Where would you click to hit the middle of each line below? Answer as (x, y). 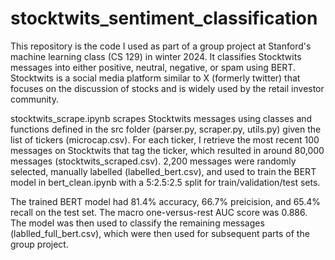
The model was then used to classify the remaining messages (137, 223)
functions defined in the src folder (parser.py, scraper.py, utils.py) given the (166, 129)
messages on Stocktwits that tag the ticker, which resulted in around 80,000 (167, 150)
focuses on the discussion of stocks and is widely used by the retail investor (167, 88)
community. (34, 99)
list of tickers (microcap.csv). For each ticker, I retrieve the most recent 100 (165, 139)
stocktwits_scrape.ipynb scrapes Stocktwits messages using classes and (161, 118)
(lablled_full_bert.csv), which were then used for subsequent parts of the (160, 233)
